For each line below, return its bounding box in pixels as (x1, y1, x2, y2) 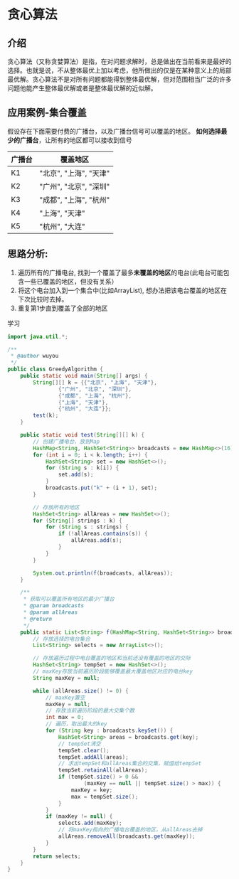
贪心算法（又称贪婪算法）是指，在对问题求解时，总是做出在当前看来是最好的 (7, 58, 232, 65)
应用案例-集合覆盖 (7, 107, 87, 119)
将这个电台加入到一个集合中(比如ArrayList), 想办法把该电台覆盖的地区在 (17, 286, 228, 294)
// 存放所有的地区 (33, 504, 80, 511)
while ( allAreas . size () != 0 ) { (33, 687, 129, 694)
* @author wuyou (10, 353, 59, 360)
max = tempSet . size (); (70, 793, 139, 800)
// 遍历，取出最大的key (45, 720, 107, 728)
